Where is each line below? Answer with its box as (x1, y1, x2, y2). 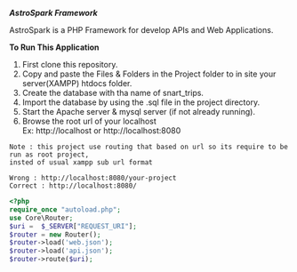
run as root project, (9, 150, 90, 159)
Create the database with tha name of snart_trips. (21, 88, 205, 98)
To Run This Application (9, 42, 100, 52)
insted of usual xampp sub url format (9, 158, 153, 167)
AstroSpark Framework (9, 8, 98, 18)
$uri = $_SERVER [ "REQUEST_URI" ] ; (9, 221, 138, 230)
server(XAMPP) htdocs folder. (21, 78, 132, 88)
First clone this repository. (21, 60, 118, 69)
